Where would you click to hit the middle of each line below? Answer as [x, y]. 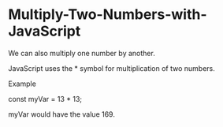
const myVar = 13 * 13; [45, 99]
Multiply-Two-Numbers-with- [108, 15]
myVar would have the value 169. [62, 114]
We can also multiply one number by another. [82, 53]
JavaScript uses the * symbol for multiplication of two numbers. [111, 68]
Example [22, 84]
